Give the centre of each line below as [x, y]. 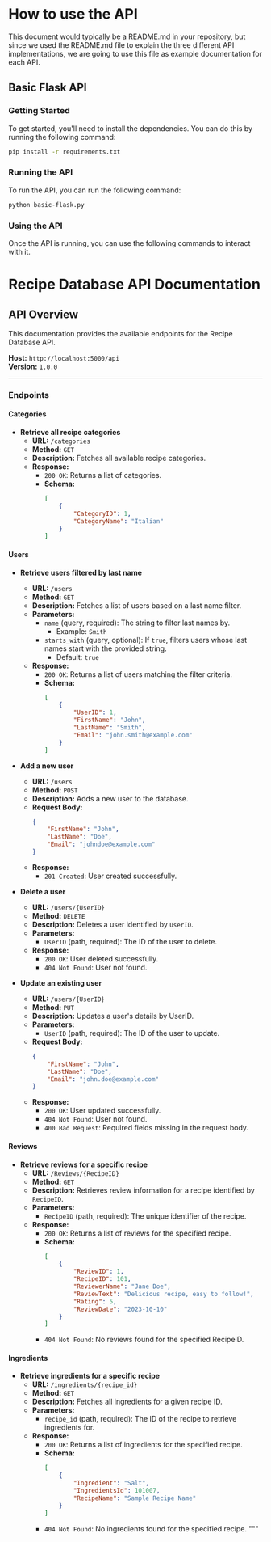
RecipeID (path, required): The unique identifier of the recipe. [145, 1216]
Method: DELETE [58, 915]
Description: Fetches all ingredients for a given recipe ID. [127, 1402]
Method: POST [55, 790]
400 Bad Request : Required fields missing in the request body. [146, 1128]
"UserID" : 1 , [95, 712]
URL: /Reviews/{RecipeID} [75, 1172]
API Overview [44, 314]
